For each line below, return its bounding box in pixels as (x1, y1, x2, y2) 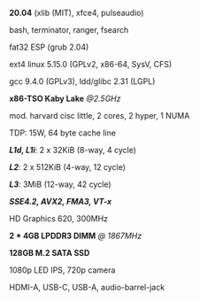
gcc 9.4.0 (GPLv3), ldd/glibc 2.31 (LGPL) (9, 76, 156, 87)
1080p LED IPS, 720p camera (9, 265, 116, 275)
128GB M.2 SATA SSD (9, 248, 90, 258)
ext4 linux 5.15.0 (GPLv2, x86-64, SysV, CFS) (9, 59, 172, 69)
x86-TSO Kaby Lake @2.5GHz (9, 93, 121, 104)
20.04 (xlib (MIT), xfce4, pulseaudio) (9, 8, 144, 18)
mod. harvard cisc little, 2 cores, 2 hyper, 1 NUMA (9, 111, 190, 120)
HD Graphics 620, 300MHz (9, 213, 109, 224)
